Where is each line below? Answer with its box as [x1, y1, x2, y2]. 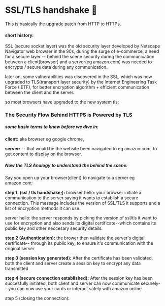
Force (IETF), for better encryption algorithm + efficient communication [5, 84, 149, 90]
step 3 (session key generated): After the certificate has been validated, [5, 255, 153, 261]
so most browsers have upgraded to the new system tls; [5, 99, 119, 105]
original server [5, 246, 34, 251]
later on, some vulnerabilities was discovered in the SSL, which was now [5, 74, 153, 80]
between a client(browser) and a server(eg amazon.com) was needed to [5, 59, 152, 65]
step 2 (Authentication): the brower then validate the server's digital [5, 235, 145, 241]
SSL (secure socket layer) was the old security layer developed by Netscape [5, 43, 160, 49]
